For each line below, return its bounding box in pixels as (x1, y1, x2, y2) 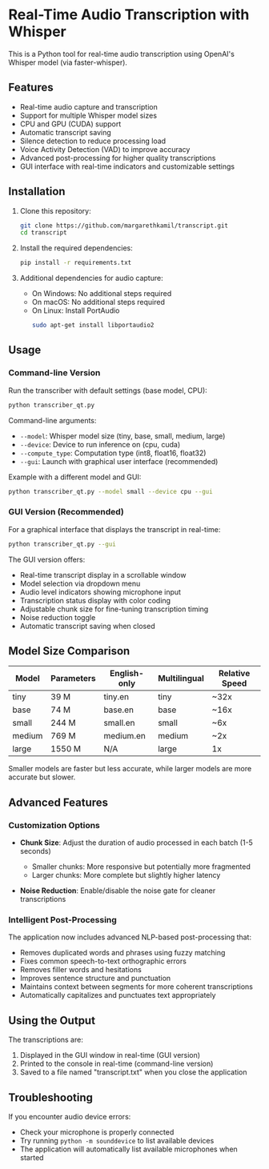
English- (109, 668, 144, 679)
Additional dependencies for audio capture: (19, 274, 163, 283)
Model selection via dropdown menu (19, 578, 141, 588)
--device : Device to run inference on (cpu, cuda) (19, 439, 181, 449)
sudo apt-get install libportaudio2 (31, 322, 155, 330)
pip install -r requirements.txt (19, 258, 132, 267)
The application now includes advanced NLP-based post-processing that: (8, 932, 252, 942)
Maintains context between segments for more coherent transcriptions (19, 982, 254, 991)
